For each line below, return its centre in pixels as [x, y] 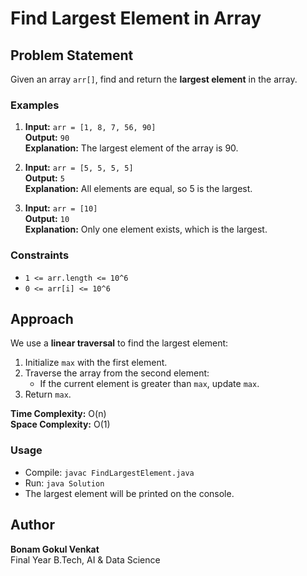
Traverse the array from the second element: [117, 373]
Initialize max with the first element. [96, 363]
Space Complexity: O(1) [60, 424]
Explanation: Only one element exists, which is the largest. [146, 229]
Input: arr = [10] [61, 208]
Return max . [48, 394]
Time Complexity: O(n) [58, 414]
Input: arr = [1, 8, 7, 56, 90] [90, 127]
